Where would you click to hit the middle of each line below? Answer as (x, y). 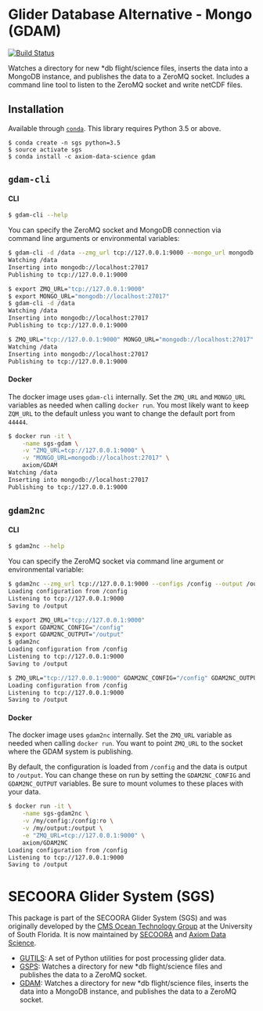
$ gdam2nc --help (36, 546)
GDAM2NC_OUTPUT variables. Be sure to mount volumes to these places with (126, 783)
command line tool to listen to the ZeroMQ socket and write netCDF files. (125, 85)
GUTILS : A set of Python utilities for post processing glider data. (123, 958)
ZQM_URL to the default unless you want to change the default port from (122, 413)
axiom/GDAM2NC (45, 843)
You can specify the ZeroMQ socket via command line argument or (116, 561)
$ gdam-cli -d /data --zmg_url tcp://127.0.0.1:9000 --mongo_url (117, 253)
